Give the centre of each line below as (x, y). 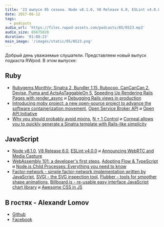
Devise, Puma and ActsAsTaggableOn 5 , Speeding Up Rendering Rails (82, 93)
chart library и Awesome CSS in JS (47, 187)
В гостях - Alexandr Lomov (47, 202)
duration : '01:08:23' (27, 37)
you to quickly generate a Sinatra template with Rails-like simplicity (79, 124)
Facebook (22, 220)
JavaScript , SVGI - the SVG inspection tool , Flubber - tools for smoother (84, 177)
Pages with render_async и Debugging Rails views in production (77, 98)
